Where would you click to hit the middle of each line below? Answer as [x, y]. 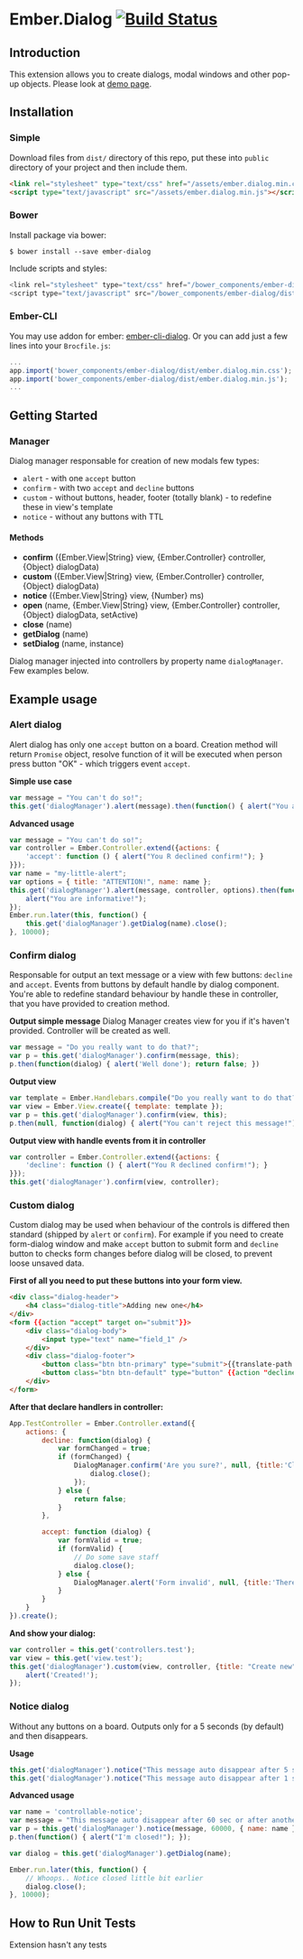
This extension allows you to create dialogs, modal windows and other [140, 74]
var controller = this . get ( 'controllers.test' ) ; [102, 1649]
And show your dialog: [53, 1633]
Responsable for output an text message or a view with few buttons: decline [151, 975]
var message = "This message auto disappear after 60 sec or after [139, 1820]
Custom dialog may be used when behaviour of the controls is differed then [150, 1225]
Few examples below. [49, 671]
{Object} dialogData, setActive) [80, 615]
